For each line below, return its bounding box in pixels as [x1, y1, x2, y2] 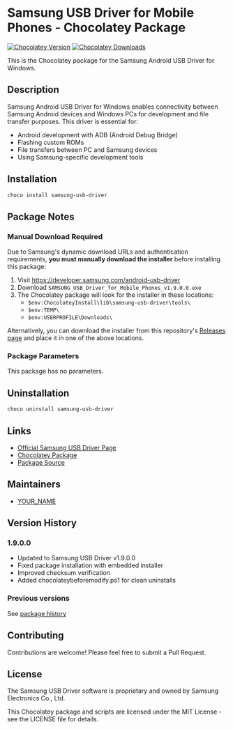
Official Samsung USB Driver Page [17, 443, 116, 452]
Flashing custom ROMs [17, 138, 84, 146]
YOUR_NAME [17, 497, 57, 505]
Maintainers [7, 479, 61, 491]
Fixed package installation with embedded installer [17, 561, 164, 569]
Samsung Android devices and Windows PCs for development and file [7, 109, 209, 118]
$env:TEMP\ [27, 307, 60, 314]
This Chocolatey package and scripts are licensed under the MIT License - [7, 707, 222, 716]
